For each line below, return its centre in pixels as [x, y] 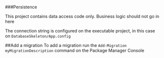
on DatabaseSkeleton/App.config [38, 36]
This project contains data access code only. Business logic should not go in [82, 16]
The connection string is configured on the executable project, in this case [80, 31]
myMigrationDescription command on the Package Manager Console [75, 51]
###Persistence [21, 7]
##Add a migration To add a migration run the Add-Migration [66, 45]
